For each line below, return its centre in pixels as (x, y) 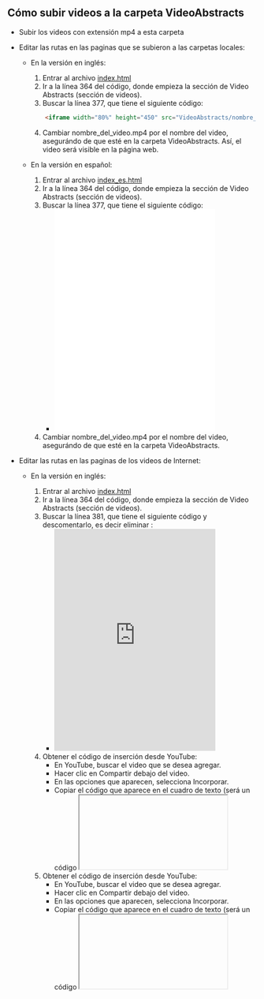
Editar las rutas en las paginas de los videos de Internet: (110, 460)
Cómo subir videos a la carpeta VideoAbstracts (126, 13)
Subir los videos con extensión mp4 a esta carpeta (101, 32)
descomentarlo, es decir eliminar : (98, 525)
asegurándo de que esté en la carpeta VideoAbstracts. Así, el (142, 140)
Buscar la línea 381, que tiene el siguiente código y (125, 516)
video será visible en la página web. (100, 149)
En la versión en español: (71, 164)
